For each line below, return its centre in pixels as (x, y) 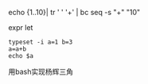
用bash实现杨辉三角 (41, 72)
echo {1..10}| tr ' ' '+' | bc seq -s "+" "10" (74, 12)
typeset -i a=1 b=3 (41, 42)
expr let (21, 27)
